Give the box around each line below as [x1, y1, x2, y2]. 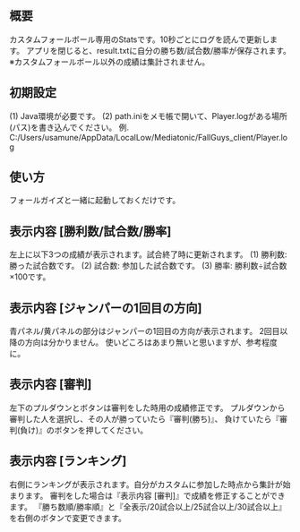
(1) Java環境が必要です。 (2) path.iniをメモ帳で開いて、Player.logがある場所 [9, 110, 288, 121]
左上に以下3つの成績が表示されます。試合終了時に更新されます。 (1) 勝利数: [9, 249, 287, 260]
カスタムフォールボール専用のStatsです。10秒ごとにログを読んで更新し [9, 34, 270, 45]
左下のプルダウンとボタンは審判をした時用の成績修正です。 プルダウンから [9, 402, 286, 413]
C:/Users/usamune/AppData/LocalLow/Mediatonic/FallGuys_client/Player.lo [9, 132, 288, 142]
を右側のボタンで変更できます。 [9, 512, 127, 523]
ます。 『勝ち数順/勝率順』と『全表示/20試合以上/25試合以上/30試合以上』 [9, 501, 287, 512]
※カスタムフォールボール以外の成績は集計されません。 [9, 56, 210, 67]
